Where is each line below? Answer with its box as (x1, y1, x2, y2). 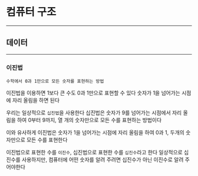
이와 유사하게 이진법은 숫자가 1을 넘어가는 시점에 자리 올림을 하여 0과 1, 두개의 (6, 129, 184, 136)
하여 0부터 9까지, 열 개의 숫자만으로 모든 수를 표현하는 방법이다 (16, 117, 162, 124)
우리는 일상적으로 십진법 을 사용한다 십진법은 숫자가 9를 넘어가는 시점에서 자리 (6, 109, 182, 116)
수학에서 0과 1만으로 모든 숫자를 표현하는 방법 (6, 79, 104, 84)
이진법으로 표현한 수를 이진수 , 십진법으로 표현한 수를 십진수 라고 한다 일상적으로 (6, 149, 183, 156)
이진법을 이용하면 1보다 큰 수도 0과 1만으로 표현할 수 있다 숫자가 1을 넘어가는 (6, 89, 181, 97)
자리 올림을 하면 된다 (12, 97, 60, 104)
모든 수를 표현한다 (26, 136, 68, 144)
